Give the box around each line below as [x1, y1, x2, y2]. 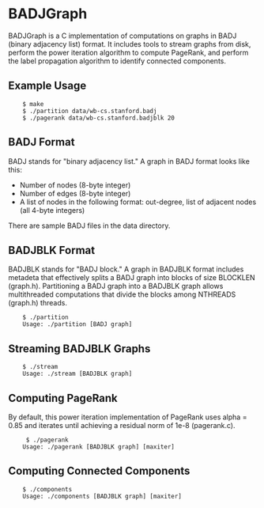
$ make [22, 100, 44, 108]
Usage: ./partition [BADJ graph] [22, 320, 133, 328]
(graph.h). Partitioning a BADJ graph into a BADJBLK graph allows [8, 282, 224, 291]
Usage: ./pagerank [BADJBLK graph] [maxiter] [22, 443, 175, 451]
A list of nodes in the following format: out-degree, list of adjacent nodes [19, 197, 257, 207]
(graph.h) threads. [8, 298, 67, 308]
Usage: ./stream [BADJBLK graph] [22, 370, 133, 378]
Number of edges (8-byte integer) [19, 188, 131, 198]
